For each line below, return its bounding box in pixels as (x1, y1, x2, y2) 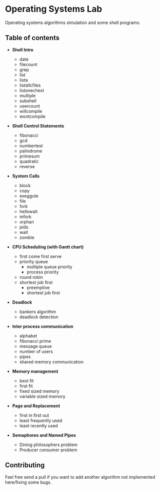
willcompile (19, 108, 42, 114)
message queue (19, 343, 52, 349)
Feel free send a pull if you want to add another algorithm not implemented (5, 474, 155, 480)
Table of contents (5, 34, 60, 42)
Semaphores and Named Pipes (12, 432, 77, 438)
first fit (19, 383, 33, 389)
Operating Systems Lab (5, 3, 102, 15)
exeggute (19, 193, 39, 199)
